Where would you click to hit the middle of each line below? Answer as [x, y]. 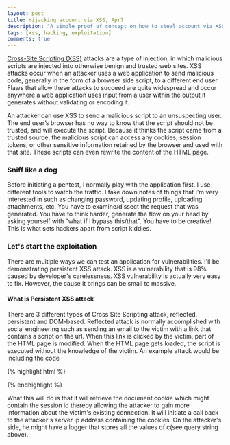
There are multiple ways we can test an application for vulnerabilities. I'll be [113, 261]
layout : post [26, 13]
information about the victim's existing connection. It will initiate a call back [113, 412]
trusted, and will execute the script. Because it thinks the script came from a [115, 130]
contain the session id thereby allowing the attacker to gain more [99, 405]
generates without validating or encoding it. [68, 102]
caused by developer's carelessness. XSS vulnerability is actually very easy [114, 276]
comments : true [29, 39]
